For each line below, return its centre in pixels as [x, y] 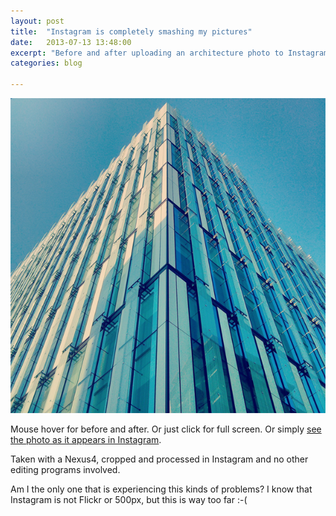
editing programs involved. [65, 469]
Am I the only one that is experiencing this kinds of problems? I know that [161, 489]
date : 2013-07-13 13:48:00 [71, 42]
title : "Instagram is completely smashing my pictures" [131, 31]
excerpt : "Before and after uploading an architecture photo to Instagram [169, 53]
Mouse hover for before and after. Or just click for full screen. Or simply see [166, 429]
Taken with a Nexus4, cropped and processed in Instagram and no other [159, 459]
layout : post [37, 21]
